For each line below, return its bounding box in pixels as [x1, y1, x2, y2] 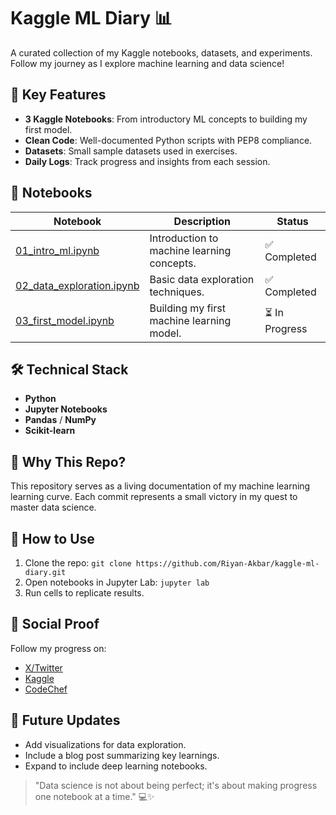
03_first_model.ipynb [15, 313, 115, 327]
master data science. [10, 501, 97, 514]
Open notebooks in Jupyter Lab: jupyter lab [24, 576, 210, 588]
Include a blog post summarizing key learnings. [24, 749, 220, 761]
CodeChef [24, 683, 68, 695]
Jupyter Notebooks [24, 403, 108, 415]
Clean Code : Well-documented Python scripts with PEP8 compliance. [24, 134, 313, 146]
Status [276, 214, 309, 228]
